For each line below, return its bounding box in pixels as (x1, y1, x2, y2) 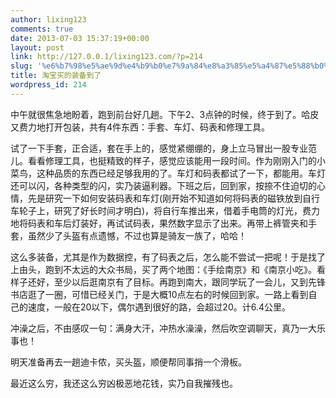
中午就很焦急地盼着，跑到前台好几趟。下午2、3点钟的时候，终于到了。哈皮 (10, 108, 320, 120)
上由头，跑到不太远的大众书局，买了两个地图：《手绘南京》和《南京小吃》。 (10, 263, 317, 275)
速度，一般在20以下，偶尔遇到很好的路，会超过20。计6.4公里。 (27, 301, 292, 313)
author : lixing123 (10, 14, 87, 25)
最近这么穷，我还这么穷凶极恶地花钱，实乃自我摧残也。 (10, 377, 238, 389)
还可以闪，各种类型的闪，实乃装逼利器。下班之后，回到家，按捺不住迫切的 (10, 179, 317, 191)
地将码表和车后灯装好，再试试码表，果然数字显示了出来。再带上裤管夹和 (10, 217, 308, 229)
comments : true (10, 24, 74, 34)
